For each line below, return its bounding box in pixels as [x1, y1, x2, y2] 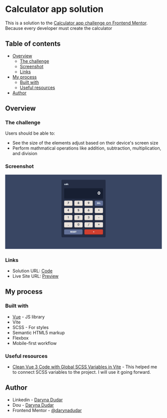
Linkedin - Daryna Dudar [12, 397, 63, 403]
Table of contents [5, 40, 61, 48]
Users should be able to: [5, 130, 56, 136]
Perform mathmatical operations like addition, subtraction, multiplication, [12, 145, 162, 151]
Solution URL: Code [12, 267, 53, 274]
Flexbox [12, 334, 29, 341]
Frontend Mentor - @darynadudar [12, 407, 82, 413]
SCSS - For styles [12, 324, 49, 330]
